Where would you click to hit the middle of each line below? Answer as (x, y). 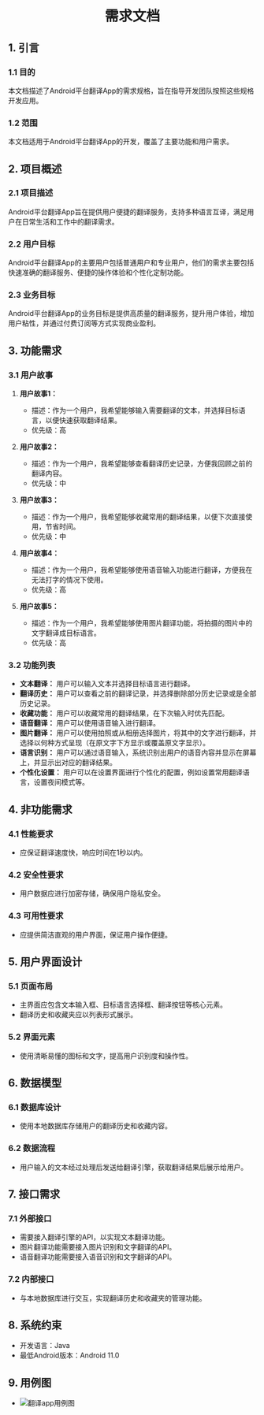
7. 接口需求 (34, 1194)
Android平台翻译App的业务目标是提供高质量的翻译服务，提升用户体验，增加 (131, 314)
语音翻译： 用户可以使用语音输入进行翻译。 (89, 723)
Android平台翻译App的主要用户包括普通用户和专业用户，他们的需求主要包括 (131, 263)
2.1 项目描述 (31, 193)
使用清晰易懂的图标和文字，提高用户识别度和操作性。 (106, 1056)
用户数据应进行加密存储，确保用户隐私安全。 (92, 893)
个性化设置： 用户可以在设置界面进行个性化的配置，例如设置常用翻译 (131, 772)
